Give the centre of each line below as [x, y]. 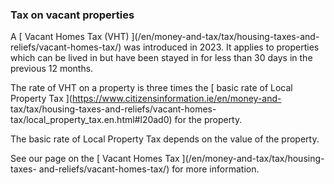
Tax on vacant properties [72, 15]
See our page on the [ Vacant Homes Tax [95, 159]
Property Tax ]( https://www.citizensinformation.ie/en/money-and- [146, 99]
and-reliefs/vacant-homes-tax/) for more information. [149, 169]
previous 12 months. [52, 69]
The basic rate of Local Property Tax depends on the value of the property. [165, 139]
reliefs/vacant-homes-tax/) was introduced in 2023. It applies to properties [165, 47]
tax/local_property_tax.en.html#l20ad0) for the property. [126, 120]
